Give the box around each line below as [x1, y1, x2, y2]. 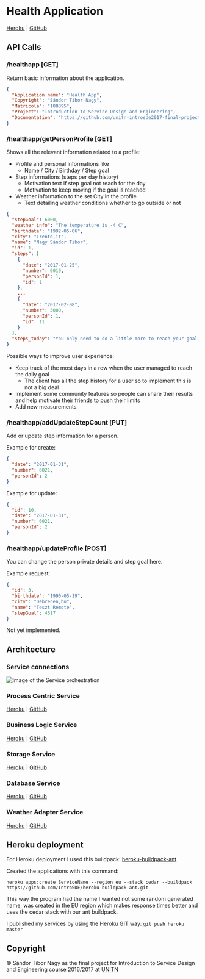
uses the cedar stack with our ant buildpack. [6, 908, 118, 916]
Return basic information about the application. [6, 74, 124, 82]
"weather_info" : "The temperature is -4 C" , [12, 222, 127, 228]
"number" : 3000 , [22, 307, 64, 314]
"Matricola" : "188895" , [12, 103, 72, 109]
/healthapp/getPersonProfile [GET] [6, 134, 113, 143]
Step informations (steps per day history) [15, 173, 119, 181]
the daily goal [15, 371, 50, 378]
